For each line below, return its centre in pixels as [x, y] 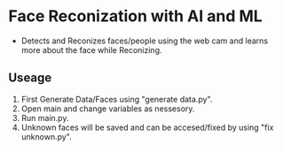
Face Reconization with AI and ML [135, 16]
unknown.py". [46, 136]
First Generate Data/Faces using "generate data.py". [117, 99]
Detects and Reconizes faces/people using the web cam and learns [144, 41]
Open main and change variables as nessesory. [108, 109]
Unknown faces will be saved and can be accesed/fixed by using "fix [147, 127]
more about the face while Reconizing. [91, 49]
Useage [30, 78]
